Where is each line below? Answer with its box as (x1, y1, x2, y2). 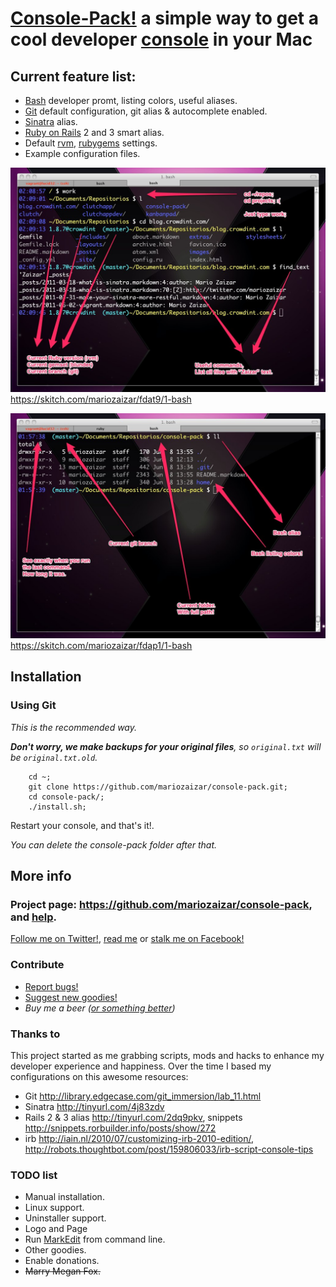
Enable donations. (24, 1255, 100, 1267)
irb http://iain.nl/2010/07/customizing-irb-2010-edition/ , (24, 1133, 255, 1145)
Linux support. (24, 1202, 85, 1214)
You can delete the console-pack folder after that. (10, 838, 218, 851)
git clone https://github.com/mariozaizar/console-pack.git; (28, 782, 288, 792)
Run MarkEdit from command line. (24, 1233, 166, 1246)
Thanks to (10, 1027, 61, 1041)
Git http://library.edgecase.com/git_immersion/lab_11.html (24, 1090, 262, 1102)
